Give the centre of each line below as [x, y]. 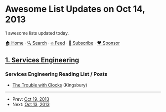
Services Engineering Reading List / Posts [56, 74]
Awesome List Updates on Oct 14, [75, 9]
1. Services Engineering [42, 60]
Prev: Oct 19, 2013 [31, 99]
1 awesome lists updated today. [37, 33]
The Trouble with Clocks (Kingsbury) [50, 85]
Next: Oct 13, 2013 [31, 104]
